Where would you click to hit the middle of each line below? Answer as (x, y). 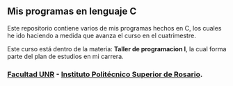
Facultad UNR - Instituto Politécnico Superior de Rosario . (105, 74)
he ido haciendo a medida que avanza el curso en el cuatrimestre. (102, 35)
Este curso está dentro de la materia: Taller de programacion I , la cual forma (117, 49)
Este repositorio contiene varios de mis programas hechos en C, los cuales (114, 28)
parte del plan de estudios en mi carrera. (65, 56)
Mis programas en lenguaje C (72, 11)
